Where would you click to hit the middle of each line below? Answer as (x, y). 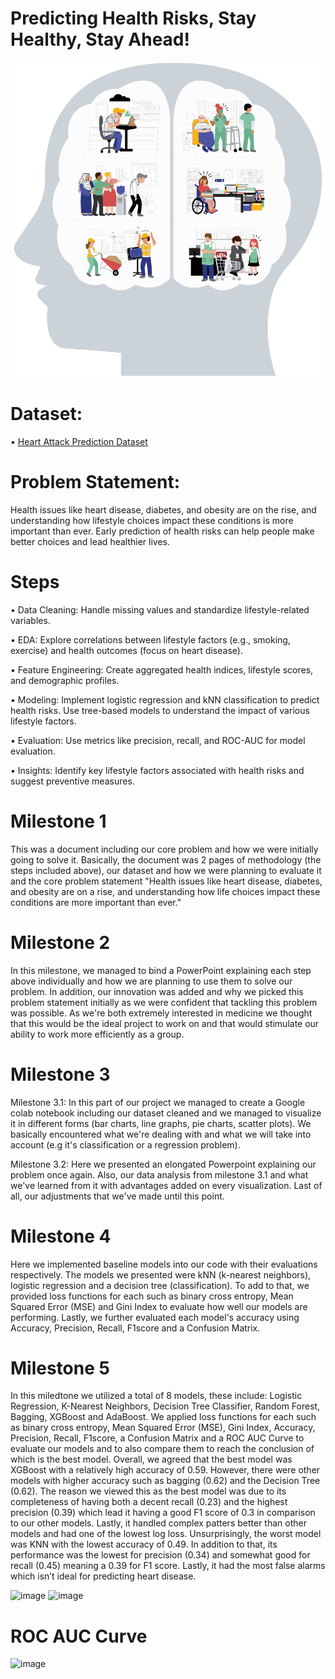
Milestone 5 (60, 1368)
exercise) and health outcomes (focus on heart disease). (126, 650)
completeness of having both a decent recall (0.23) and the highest (149, 1502)
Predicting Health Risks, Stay (133, 18)
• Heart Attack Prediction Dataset (79, 441)
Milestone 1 (58, 821)
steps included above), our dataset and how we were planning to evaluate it (166, 870)
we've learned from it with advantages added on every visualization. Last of (166, 1185)
